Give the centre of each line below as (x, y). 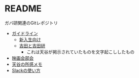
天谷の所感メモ (27, 64)
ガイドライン (25, 33)
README (23, 9)
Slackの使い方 (26, 70)
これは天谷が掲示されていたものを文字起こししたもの (80, 52)
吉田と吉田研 (32, 45)
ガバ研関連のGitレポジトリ (31, 23)
